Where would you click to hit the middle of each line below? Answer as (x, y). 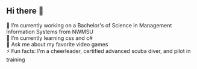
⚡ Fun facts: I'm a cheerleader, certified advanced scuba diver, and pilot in (98, 51)
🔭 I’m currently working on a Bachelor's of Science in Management (89, 25)
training (16, 59)
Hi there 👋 (25, 11)
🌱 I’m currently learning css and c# (50, 38)
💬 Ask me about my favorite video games (57, 44)
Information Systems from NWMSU (50, 32)
